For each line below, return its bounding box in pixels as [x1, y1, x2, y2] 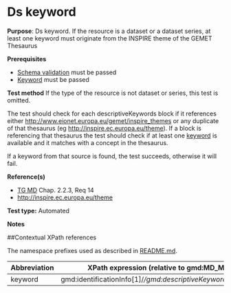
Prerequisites [7, 54, 47, 63]
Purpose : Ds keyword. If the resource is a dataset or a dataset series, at [7, 27, 211, 35]
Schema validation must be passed [16, 68, 117, 76]
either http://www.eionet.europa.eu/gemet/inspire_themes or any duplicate [7, 116, 219, 124]
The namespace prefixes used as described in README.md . [7, 246, 177, 254]
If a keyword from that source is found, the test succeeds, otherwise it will [7, 152, 217, 160]
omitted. [7, 96, 31, 104]
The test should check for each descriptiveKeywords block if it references [7, 109, 217, 118]
